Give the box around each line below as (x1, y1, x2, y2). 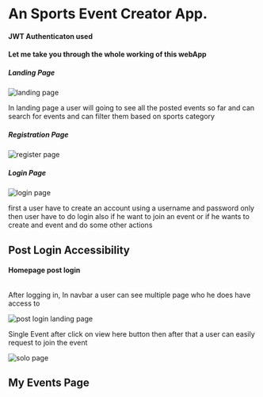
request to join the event (8, 337, 88, 347)
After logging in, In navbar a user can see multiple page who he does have (8, 290, 251, 299)
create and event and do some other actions (8, 220, 153, 230)
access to (8, 299, 40, 308)
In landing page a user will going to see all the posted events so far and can (8, 103, 255, 113)
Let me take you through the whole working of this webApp (8, 49, 208, 60)
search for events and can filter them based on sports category (8, 112, 215, 121)
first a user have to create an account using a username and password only (8, 203, 255, 213)
